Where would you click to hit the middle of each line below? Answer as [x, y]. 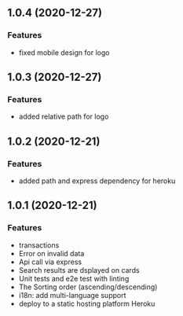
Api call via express [50, 262]
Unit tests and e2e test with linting [74, 278]
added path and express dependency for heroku [97, 181]
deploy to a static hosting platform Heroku [87, 303]
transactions [39, 245]
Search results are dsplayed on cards [79, 270]
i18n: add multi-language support [72, 295]
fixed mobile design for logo [64, 52]
